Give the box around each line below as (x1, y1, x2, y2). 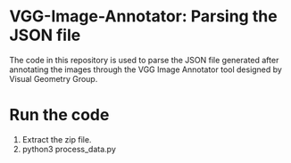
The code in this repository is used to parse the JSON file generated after (9, 54, 279, 65)
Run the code (9, 105, 110, 126)
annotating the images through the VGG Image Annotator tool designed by (9, 64, 283, 75)
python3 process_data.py (21, 143, 116, 154)
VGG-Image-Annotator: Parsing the (9, 6, 279, 27)
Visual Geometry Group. (9, 73, 98, 84)
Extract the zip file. (21, 134, 92, 144)
